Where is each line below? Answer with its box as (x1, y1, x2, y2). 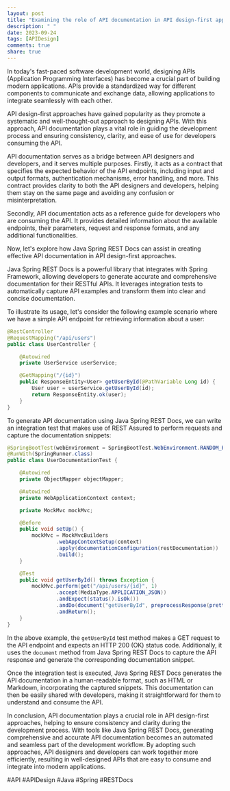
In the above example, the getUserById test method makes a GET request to (7, 633, 220, 642)
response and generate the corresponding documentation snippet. (7, 655, 195, 663)
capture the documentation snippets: (7, 431, 112, 439)
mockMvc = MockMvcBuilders (31, 532, 109, 539)
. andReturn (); (55, 608, 97, 615)
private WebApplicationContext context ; (19, 494, 136, 501)
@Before (19, 519, 41, 526)
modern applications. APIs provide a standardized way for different (7, 82, 196, 90)
